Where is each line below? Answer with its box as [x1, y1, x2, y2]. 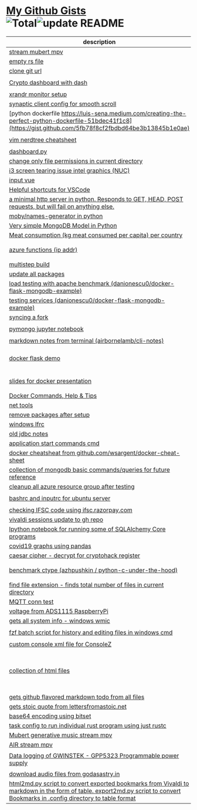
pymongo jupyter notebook [9, 324, 84, 333]
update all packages [9, 270, 65, 278]
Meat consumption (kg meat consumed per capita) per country [9, 231, 183, 239]
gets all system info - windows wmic [9, 616, 110, 625]
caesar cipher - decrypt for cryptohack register [9, 551, 141, 560]
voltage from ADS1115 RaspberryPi [9, 607, 108, 615]
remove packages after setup [9, 411, 90, 419]
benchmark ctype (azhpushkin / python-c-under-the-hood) [9, 566, 178, 574]
